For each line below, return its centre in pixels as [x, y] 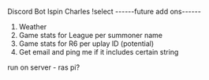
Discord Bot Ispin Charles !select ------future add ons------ [104, 11]
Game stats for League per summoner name [91, 35]
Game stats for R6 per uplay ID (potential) [86, 44]
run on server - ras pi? [44, 67]
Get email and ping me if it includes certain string [99, 52]
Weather [33, 27]
